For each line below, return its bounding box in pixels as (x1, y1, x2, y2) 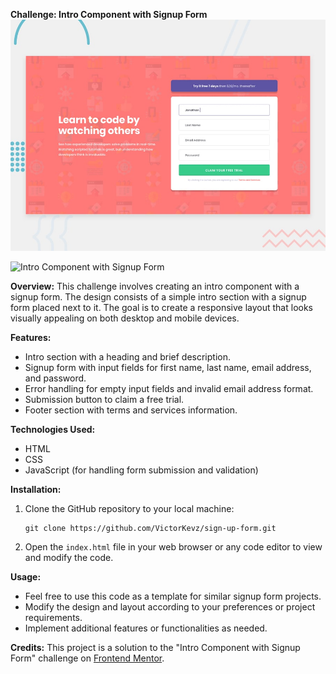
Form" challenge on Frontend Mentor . (10, 652, 165, 664)
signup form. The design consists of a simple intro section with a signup (10, 290, 307, 303)
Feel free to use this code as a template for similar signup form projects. (24, 590, 322, 602)
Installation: (10, 483, 62, 495)
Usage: (10, 570, 42, 583)
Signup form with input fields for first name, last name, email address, (24, 361, 312, 373)
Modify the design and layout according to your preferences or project (24, 600, 316, 613)
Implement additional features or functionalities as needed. (24, 622, 268, 634)
